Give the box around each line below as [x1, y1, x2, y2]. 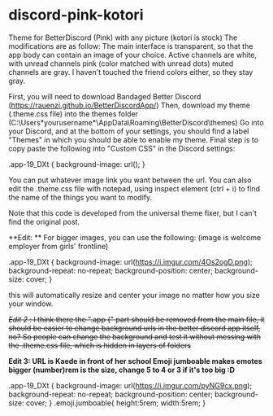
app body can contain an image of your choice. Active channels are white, [8, 50, 258, 59]
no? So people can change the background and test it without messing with [8, 331, 262, 341]
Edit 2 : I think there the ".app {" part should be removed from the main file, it [8, 314, 266, 324]
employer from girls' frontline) [8, 241, 109, 251]
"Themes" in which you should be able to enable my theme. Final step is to [8, 134, 258, 144]
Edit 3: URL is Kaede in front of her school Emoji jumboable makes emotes [8, 356, 262, 366]
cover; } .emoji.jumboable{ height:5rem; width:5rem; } [25, 397, 206, 408]
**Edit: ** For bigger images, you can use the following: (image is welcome [8, 232, 262, 242]
